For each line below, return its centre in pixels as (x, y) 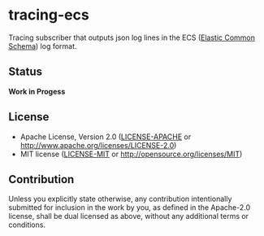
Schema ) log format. (43, 46)
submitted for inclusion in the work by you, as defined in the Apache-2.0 (129, 208)
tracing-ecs (49, 15)
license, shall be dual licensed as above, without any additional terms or (129, 216)
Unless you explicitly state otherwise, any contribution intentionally (120, 199)
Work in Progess (37, 91)
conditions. (27, 225)
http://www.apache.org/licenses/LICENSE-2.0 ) (98, 145)
